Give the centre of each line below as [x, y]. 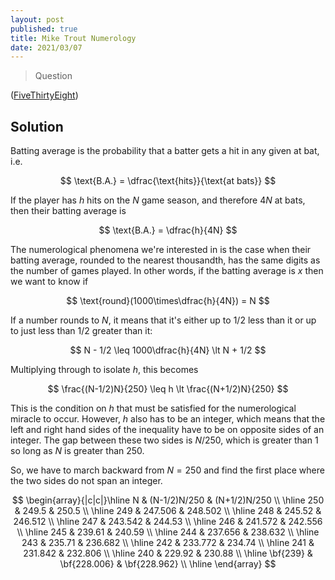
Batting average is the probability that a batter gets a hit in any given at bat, [165, 151]
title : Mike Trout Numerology [73, 38]
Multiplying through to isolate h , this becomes [104, 370]
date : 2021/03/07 [46, 47]
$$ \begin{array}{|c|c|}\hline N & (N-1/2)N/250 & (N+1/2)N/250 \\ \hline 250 [168, 500]
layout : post [37, 19]
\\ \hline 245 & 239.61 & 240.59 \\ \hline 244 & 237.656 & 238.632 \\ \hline [168, 532]
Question [53, 76]
